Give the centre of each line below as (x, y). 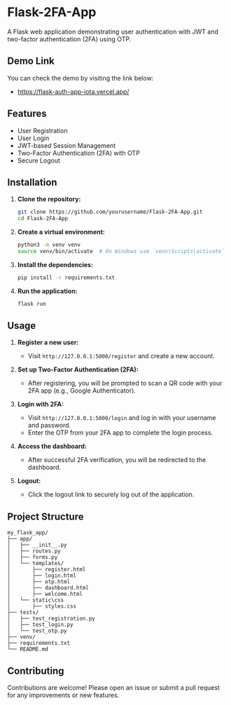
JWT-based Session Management (66, 145)
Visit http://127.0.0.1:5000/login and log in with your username (122, 418)
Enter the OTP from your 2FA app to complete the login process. (120, 433)
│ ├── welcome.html (45, 594)
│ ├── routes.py (34, 551)
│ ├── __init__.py (37, 545)
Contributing (36, 671)
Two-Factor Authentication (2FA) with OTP (78, 153)
